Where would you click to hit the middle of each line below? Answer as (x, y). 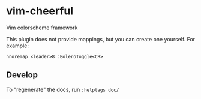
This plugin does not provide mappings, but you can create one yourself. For (101, 39)
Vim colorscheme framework (42, 28)
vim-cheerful (40, 11)
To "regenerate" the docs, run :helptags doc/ (63, 89)
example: (17, 46)
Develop (22, 75)
